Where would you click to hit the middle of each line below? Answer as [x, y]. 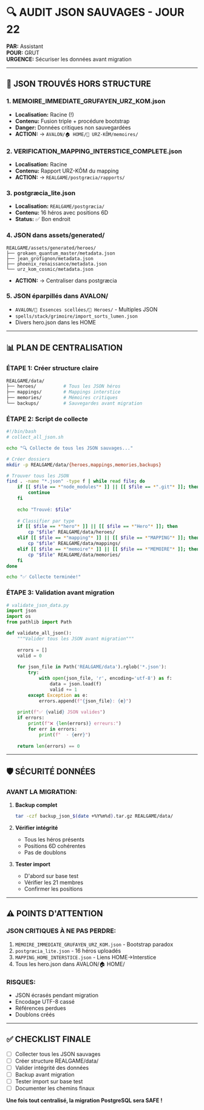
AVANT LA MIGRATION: [42, 792]
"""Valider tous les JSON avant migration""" [76, 639]
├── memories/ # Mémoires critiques [62, 398]
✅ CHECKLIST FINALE [49, 1039]
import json [21, 611]
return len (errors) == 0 [49, 746]
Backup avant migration [45, 1075]
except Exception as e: [58, 695]
